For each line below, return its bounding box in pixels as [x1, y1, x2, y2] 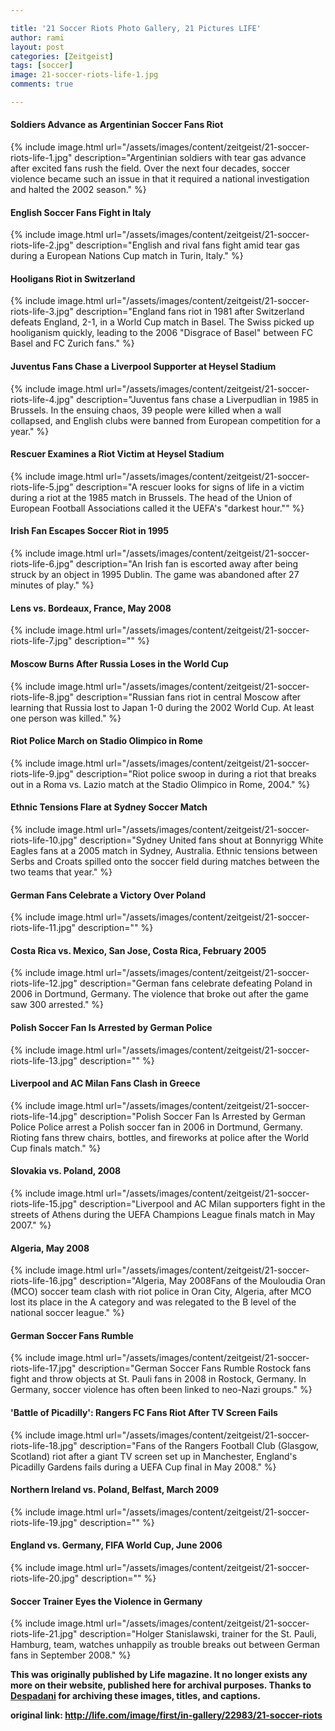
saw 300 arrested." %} [10, 999, 105, 1011]
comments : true [10, 79, 74, 90]
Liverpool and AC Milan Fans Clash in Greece [10, 1077, 201, 1090]
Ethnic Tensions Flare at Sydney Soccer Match [10, 801, 208, 813]
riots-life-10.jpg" [10, 834, 78, 846]
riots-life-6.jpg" [10, 558, 74, 570]
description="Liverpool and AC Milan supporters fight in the [79, 1197, 326, 1210]
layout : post [10, 42, 65, 52]
